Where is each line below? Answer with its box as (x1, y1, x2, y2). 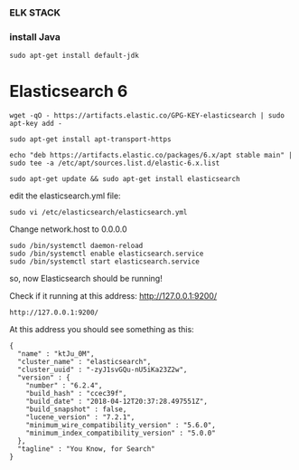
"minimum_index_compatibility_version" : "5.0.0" (25, 428, 217, 438)
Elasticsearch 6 (9, 82, 128, 101)
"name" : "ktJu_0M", (17, 350, 95, 359)
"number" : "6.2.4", (25, 381, 103, 390)
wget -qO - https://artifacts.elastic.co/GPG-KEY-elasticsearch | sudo (9, 111, 285, 120)
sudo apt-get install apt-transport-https (9, 135, 172, 144)
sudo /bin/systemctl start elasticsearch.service (9, 257, 201, 266)
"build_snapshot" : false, (25, 405, 127, 414)
